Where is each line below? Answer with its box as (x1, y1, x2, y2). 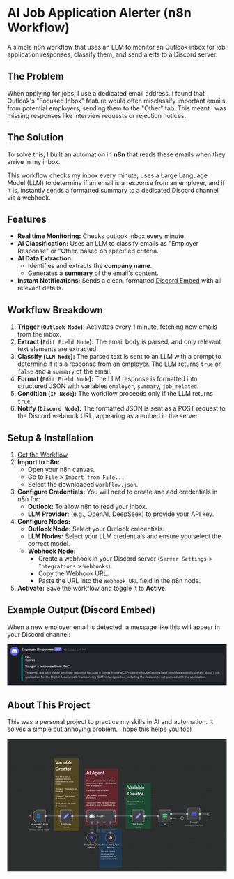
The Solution (7, 131, 64, 144)
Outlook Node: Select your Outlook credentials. (27, 525, 165, 533)
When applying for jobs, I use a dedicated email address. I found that (7, 89, 205, 97)
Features (7, 213, 47, 225)
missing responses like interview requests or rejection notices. (7, 111, 187, 119)
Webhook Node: (27, 547, 77, 555)
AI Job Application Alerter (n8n (7, 5, 192, 21)
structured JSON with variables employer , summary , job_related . (17, 382, 199, 390)
